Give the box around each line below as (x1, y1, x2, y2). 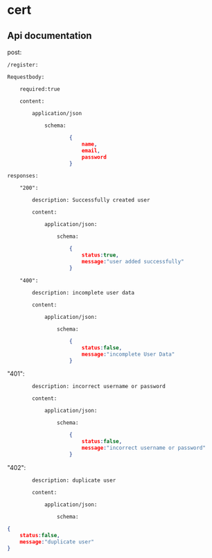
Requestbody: (7, 73, 45, 80)
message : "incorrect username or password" (81, 444, 206, 452)
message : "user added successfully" (81, 259, 185, 265)
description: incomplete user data (32, 289, 135, 296)
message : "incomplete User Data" (81, 351, 175, 358)
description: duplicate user (32, 477, 116, 484)
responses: (7, 173, 39, 180)
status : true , (81, 252, 119, 259)
